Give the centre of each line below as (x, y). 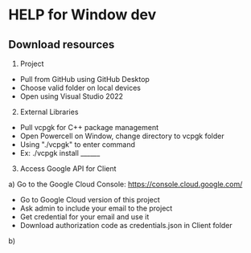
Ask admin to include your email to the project (96, 208)
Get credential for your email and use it (84, 217)
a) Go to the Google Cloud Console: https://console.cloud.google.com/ (125, 184)
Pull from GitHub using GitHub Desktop (85, 79)
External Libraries (49, 112)
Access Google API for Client (68, 169)
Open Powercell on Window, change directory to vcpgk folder (122, 136)
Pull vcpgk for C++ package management (89, 127)
